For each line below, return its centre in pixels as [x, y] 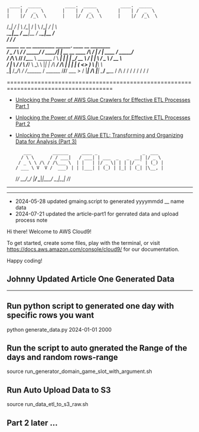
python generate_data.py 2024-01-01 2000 [59, 329]
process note [31, 220]
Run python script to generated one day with [90, 306]
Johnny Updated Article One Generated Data [91, 279]
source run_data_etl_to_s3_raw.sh [48, 404]
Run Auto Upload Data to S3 [59, 390]
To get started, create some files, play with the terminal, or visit [83, 243]
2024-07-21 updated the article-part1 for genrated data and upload [97, 214]
